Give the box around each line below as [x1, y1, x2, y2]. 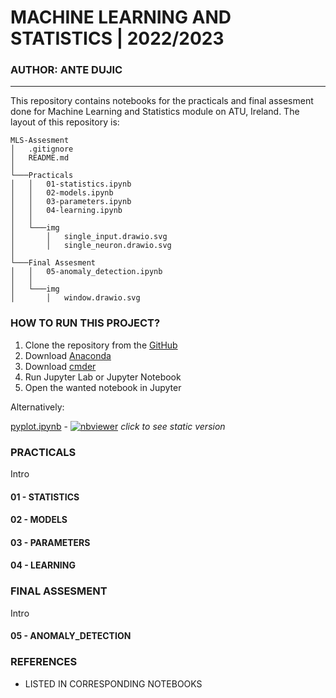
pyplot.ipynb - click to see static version [10, 420, 226, 432]
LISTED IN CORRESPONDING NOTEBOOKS [24, 677, 203, 690]
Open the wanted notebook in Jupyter [24, 381, 182, 393]
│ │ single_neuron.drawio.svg [10, 241, 172, 251]
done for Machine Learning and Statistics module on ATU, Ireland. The [10, 106, 300, 118]
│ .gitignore [10, 144, 74, 155]
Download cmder [24, 360, 97, 372]
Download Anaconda [24, 349, 112, 361]
